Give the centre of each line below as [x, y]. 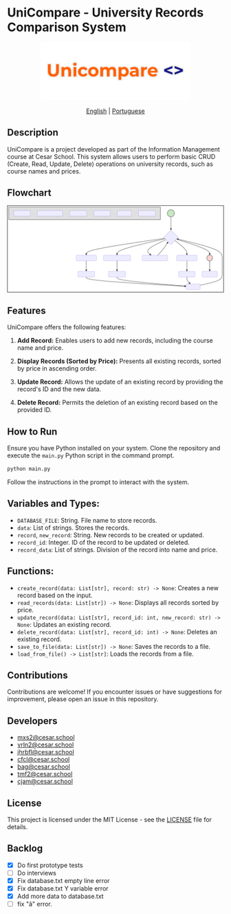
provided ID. [34, 410]
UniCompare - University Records [106, 13]
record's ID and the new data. [59, 389]
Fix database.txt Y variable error [63, 889]
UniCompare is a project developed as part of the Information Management [113, 149]
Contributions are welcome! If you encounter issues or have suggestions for [114, 692]
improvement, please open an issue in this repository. [83, 699]
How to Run [32, 432]
